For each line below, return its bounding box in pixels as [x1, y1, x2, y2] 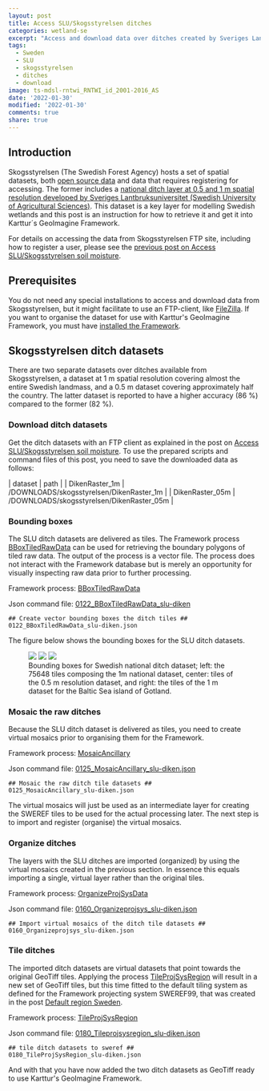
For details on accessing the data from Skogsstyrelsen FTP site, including [8, 233, 251, 243]
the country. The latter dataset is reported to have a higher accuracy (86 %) [8, 390, 259, 401]
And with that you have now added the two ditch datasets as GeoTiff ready [8, 1065, 255, 1074]
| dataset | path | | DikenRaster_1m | [8, 479, 125, 488]
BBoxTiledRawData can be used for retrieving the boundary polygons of [8, 542, 246, 552]
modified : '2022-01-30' [8, 101, 88, 109]
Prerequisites [8, 274, 77, 288]
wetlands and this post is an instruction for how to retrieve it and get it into [8, 209, 254, 219]
